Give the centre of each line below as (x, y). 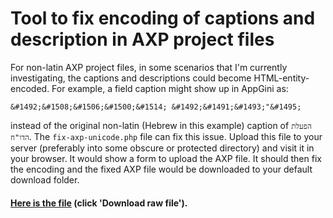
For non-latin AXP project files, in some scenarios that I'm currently (149, 67)
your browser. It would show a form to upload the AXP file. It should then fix (166, 158)
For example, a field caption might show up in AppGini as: (170, 88)
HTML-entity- (281, 78)
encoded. (30, 88)
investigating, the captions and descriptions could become (131, 78)
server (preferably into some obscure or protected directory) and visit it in (162, 148)
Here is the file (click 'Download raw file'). (99, 203)
